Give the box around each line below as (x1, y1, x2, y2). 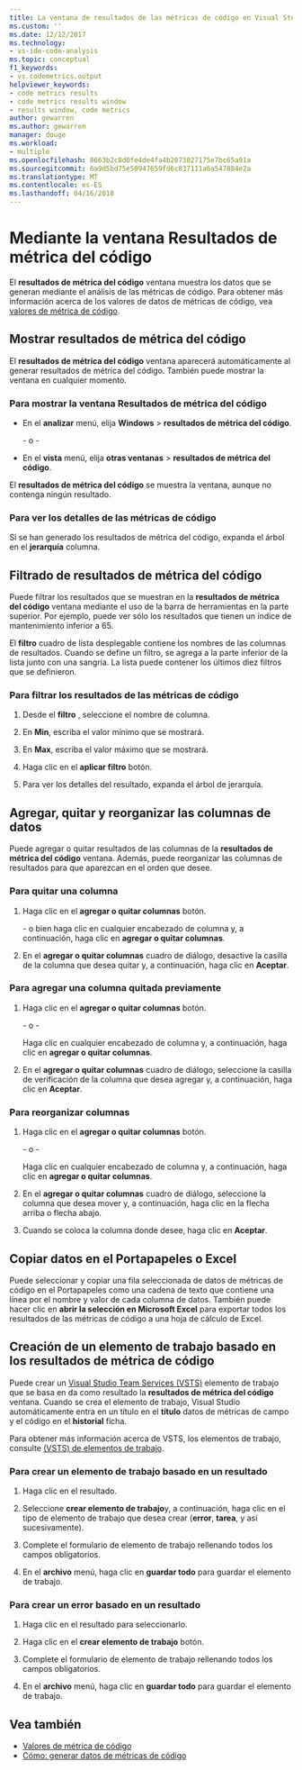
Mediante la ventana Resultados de (9, 228, 278, 249)
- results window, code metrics (9, 105, 130, 114)
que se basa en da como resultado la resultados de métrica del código (9, 1386, 274, 1397)
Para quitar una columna (9, 885, 119, 897)
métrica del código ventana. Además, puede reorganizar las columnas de (9, 853, 283, 864)
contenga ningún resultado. (9, 489, 111, 500)
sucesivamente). (22, 1522, 84, 1533)
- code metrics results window (9, 96, 127, 106)
